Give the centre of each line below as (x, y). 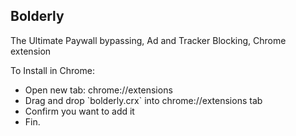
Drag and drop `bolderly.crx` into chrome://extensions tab (143, 100)
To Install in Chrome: (52, 70)
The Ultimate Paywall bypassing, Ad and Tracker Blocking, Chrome (148, 40)
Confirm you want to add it (79, 111)
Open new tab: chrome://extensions (98, 90)
